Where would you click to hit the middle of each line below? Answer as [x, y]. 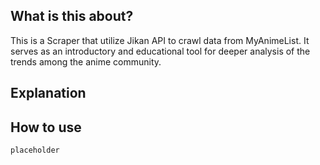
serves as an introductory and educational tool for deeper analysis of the [160, 51]
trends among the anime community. [86, 61]
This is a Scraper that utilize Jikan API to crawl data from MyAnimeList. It [160, 40]
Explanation [48, 93]
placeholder [35, 150]
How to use [46, 127]
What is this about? [72, 16]
